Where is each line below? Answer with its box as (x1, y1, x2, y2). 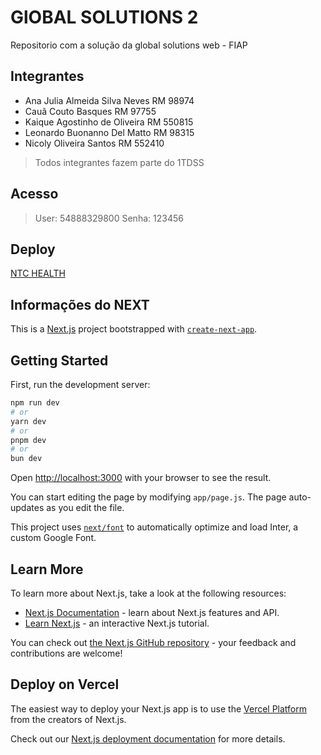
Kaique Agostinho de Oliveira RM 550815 (24, 116, 194, 128)
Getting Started (10, 352, 109, 369)
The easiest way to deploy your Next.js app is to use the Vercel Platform (10, 702, 308, 715)
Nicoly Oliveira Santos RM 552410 (24, 137, 165, 149)
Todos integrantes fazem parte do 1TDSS (34, 156, 205, 168)
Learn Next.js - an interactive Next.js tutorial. (24, 617, 210, 629)
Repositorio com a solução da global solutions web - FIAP (10, 39, 248, 51)
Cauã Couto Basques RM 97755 (24, 105, 157, 117)
